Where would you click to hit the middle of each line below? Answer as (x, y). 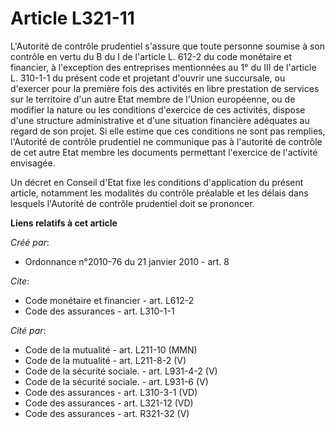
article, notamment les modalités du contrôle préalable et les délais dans (159, 193)
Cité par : (28, 330)
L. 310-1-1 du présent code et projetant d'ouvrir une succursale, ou (148, 78)
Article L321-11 (72, 18)
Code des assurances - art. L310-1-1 (99, 311)
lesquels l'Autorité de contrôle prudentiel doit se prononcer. (132, 203)
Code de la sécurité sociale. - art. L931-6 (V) (116, 381)
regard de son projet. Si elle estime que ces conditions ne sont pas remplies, (168, 131)
